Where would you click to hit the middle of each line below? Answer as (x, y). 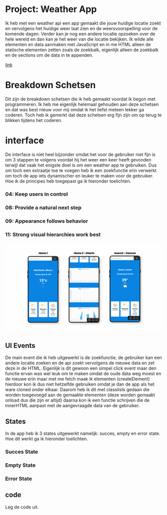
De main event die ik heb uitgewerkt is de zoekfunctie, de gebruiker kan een (84, 358)
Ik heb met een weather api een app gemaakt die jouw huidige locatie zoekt (83, 23)
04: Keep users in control (37, 194)
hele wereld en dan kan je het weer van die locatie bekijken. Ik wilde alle (79, 39)
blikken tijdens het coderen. (34, 120)
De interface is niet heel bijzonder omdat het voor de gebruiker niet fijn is (80, 154)
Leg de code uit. (22, 507)
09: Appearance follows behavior (47, 221)
